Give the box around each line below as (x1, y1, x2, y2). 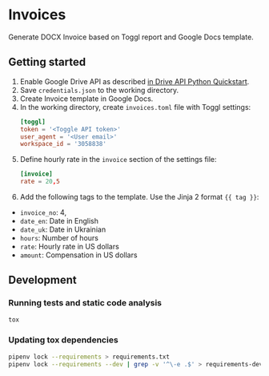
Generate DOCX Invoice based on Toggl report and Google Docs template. (8, 32, 254, 42)
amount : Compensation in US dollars (19, 250, 138, 260)
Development (8, 273, 78, 287)
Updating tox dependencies (8, 334, 118, 346)
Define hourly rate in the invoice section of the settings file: (19, 155, 218, 164)
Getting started (8, 55, 86, 69)
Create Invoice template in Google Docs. (19, 94, 154, 103)
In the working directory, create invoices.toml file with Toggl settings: (19, 102, 251, 111)
